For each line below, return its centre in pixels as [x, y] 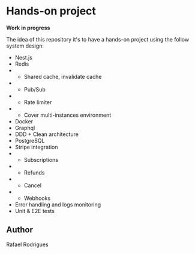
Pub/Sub [35, 89]
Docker [24, 121]
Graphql [25, 128]
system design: [25, 46]
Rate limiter [38, 102]
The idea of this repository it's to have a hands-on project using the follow [98, 39]
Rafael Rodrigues [28, 244]
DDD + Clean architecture [47, 134]
